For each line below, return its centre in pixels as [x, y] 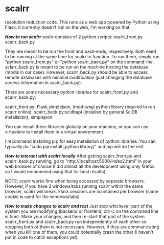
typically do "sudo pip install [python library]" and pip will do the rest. [75, 146]
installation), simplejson [29, 117]
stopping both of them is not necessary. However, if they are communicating [82, 227]
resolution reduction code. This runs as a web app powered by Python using [82, 22]
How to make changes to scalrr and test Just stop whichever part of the [79, 206]
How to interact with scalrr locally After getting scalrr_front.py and [73, 156]
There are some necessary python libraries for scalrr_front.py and [71, 92]
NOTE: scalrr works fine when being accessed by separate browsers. [75, 181]
